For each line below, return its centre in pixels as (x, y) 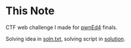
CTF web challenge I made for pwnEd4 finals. (61, 27)
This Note (30, 11)
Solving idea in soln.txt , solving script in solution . (65, 39)
